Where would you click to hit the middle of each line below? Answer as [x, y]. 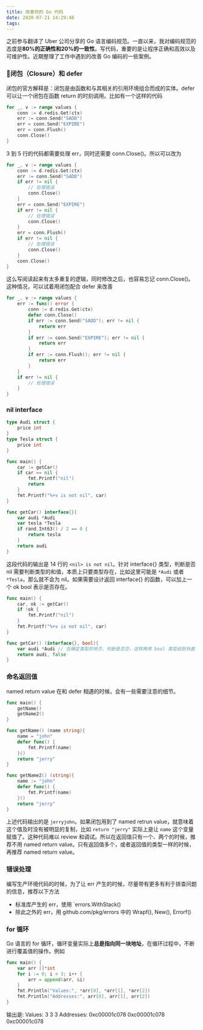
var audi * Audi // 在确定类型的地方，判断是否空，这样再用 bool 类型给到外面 [106, 649]
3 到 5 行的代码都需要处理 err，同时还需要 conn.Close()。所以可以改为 [94, 153]
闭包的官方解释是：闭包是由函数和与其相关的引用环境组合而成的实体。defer [101, 88]
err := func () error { [46, 304]
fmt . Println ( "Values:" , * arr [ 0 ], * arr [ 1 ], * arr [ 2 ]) [84, 991]
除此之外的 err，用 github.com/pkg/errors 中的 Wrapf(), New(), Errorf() [103, 912]
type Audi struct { [31, 422]
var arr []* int [36, 968]
